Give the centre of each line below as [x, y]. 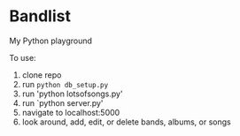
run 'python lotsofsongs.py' [72, 94]
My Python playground [51, 41]
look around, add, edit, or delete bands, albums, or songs [127, 122]
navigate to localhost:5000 [71, 112]
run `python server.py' [62, 102]
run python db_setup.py [65, 84]
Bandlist [40, 16]
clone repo [42, 75]
